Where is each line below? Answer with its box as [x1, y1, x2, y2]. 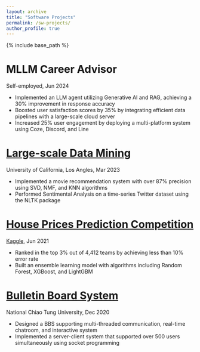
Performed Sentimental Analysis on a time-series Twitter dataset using [14, 190, 189, 197]
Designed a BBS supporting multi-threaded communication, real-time [14, 320, 186, 327]
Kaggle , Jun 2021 [6, 237, 50, 245]
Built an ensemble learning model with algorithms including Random [14, 262, 182, 269]
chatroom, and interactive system [14, 326, 97, 334]
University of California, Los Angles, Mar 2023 [6, 166, 121, 174]
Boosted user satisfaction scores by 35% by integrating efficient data [14, 107, 186, 114]
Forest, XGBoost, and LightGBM [14, 268, 94, 275]
